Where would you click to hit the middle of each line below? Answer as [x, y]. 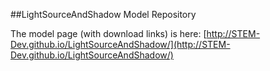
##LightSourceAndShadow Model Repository [103, 14]
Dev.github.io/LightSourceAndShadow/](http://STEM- [120, 44]
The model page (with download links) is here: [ [108, 33]
